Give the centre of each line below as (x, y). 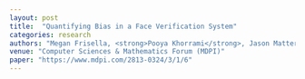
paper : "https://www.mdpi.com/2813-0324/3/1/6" (101, 60)
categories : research (50, 35)
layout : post (34, 18)
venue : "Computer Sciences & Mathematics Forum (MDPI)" (117, 52)
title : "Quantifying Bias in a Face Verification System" (123, 26)
